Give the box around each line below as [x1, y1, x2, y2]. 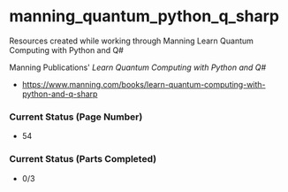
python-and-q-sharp [21, 88, 98, 99]
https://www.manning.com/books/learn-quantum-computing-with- [21, 79, 267, 89]
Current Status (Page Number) [9, 111, 143, 123]
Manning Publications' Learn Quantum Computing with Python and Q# [9, 62, 267, 73]
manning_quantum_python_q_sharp [9, 6, 280, 27]
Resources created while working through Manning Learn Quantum [9, 35, 254, 46]
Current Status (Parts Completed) [9, 153, 157, 165]
